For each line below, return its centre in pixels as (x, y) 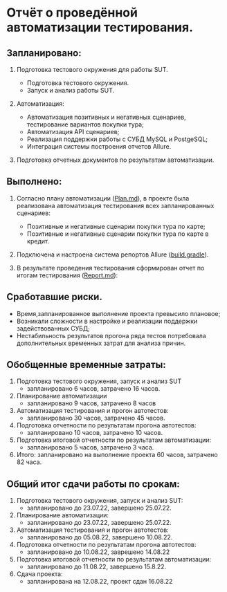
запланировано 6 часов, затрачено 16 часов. (93, 389)
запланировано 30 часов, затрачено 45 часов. (96, 418)
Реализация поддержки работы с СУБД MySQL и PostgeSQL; (117, 139)
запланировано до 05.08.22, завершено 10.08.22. (100, 537)
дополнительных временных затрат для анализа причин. (101, 343)
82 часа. (29, 462)
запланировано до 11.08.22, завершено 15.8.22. (97, 567)
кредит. (38, 241)
